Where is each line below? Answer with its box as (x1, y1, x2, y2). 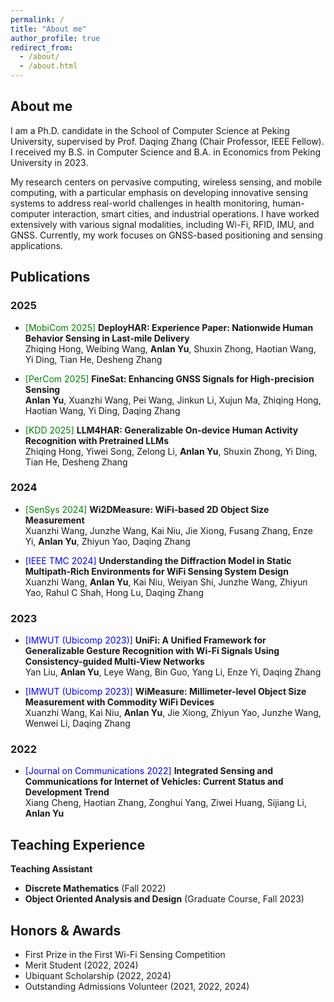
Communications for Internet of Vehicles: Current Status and (24, 776, 284, 788)
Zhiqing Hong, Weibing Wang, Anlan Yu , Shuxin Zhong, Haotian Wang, (24, 342, 317, 355)
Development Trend (24, 786, 110, 798)
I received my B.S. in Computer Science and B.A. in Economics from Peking (10, 146, 322, 158)
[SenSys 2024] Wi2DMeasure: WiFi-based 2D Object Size (24, 503, 270, 515)
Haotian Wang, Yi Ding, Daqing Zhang (24, 404, 181, 416)
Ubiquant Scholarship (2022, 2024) (24, 970, 172, 982)
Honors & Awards (10, 922, 122, 939)
